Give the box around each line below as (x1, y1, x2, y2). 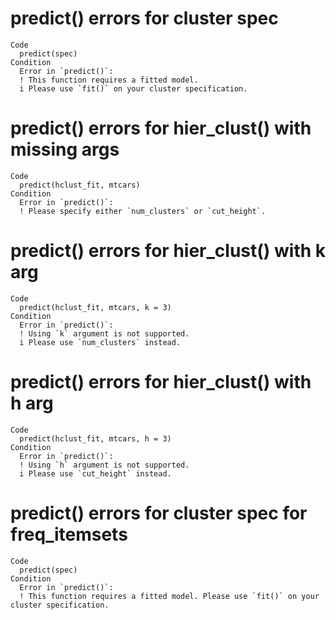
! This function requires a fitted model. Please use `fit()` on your (19, 591, 320, 601)
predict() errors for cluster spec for (10, 502, 308, 524)
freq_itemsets (10, 523, 128, 546)
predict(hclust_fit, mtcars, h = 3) (19, 433, 172, 444)
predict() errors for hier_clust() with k (10, 240, 327, 262)
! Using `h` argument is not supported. (19, 460, 190, 470)
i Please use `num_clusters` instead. (19, 337, 182, 347)
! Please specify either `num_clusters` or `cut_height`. (19, 206, 267, 216)
